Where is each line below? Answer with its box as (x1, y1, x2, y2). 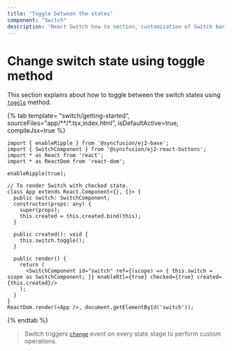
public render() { (13, 255, 67, 263)
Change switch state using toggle (7, 53, 206, 69)
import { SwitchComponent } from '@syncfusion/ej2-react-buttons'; (7, 146, 207, 153)
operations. (24, 337, 58, 345)
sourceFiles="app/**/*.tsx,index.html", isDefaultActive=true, (7, 119, 179, 127)
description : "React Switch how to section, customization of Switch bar (7, 23, 226, 30)
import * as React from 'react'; (7, 152, 104, 159)
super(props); (19, 206, 60, 214)
